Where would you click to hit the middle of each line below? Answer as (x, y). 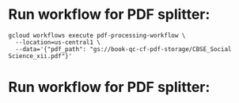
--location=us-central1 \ (58, 42)
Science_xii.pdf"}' (40, 56)
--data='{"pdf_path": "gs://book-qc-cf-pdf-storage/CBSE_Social (123, 49)
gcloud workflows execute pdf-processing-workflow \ (97, 35)
